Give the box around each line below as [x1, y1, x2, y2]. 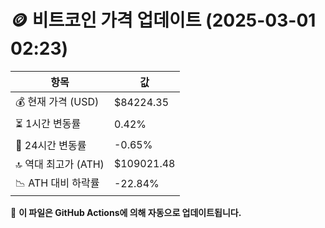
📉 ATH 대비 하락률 [15, 176, 100, 190]
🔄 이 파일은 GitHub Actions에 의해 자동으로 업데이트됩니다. [10, 206, 242, 218]
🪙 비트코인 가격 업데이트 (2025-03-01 [10, 9, 317, 32]
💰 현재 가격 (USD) [15, 94, 100, 108]
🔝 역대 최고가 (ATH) [15, 157, 105, 171]
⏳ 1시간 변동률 [15, 116, 82, 130]
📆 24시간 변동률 [15, 138, 87, 152]
